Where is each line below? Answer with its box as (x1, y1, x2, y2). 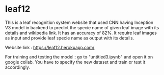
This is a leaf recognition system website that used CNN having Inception (5, 19, 154, 25)
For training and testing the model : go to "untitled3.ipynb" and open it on (5, 54, 153, 59)
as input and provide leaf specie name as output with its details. (5, 35, 134, 41)
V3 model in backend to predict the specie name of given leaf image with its (5, 24, 159, 30)
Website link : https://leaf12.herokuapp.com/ (5, 44, 95, 50)
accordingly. (5, 64, 30, 70)
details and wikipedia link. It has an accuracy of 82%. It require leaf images (5, 30, 157, 36)
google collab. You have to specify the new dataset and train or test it (5, 59, 146, 65)
